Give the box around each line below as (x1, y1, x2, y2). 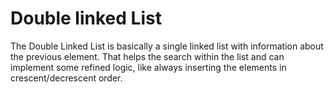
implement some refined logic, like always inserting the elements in (10, 61, 287, 73)
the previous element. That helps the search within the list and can (10, 50, 285, 62)
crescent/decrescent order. (10, 72, 123, 84)
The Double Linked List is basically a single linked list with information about (10, 40, 324, 52)
